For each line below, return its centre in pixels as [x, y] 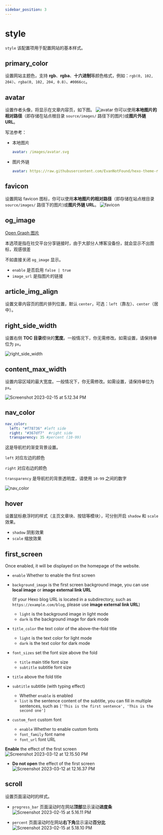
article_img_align [32, 291]
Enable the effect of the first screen [41, 749]
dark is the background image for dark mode [64, 619]
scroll [14, 784]
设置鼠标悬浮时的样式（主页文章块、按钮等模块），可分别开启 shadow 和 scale [82, 516]
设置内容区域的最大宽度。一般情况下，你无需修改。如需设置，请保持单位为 [80, 381]
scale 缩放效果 [27, 539]
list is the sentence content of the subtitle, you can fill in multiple [85, 700]
